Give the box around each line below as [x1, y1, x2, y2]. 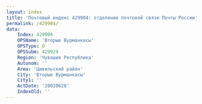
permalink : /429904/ [6, 20, 59, 26]
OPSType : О [17, 43, 45, 50]
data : [6, 26, 20, 32]
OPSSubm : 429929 [17, 49, 59, 55]
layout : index [6, 9, 43, 15]
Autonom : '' [17, 60, 48, 66]
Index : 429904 [17, 32, 53, 38]
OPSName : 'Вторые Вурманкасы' [17, 37, 95, 43]
